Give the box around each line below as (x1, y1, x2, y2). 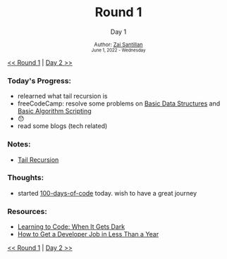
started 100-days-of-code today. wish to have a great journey (17, 189, 197, 197)
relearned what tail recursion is (17, 92, 108, 101)
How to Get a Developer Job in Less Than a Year (17, 230, 159, 239)
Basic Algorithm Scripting (17, 107, 92, 115)
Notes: (7, 139, 31, 149)
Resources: (7, 206, 47, 216)
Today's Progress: (7, 75, 72, 85)
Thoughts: (7, 173, 44, 183)
